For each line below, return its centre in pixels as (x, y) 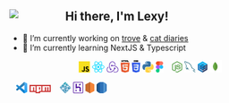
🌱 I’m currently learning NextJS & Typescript (104, 47)
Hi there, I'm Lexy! (117, 17)
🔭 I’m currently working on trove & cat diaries (105, 38)
